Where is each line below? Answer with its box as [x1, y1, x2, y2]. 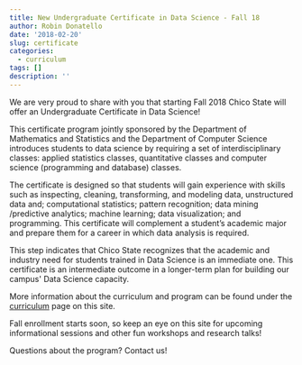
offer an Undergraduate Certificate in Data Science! [9, 105, 201, 117]
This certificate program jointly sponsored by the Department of [9, 123, 247, 134]
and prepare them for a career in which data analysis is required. [9, 227, 250, 238]
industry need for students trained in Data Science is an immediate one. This [9, 254, 294, 265]
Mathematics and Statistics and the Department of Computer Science [9, 132, 268, 144]
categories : [9, 47, 54, 56]
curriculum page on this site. [9, 300, 115, 311]
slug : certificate [9, 38, 78, 48]
